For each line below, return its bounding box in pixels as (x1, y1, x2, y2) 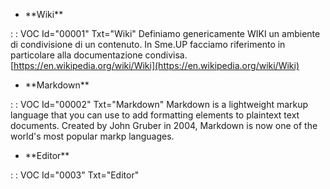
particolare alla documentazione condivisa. (10, 49, 188, 61)
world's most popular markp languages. (10, 130, 175, 142)
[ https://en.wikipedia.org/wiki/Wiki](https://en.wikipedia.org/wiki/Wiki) (10, 60, 300, 71)
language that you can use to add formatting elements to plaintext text (10, 109, 300, 121)
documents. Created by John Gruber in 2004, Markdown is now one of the (10, 120, 318, 131)
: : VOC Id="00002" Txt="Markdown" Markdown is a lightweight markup (10, 99, 309, 110)
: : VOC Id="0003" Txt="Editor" (10, 169, 140, 181)
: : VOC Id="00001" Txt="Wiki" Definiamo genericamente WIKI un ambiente (10, 28, 321, 39)
